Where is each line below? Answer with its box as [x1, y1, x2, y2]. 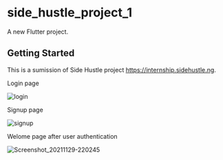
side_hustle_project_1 [7, 5, 133, 21]
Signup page [7, 105, 43, 114]
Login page [7, 79, 39, 87]
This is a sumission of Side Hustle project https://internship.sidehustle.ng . [7, 65, 217, 73]
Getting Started [7, 47, 75, 59]
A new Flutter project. [7, 27, 69, 36]
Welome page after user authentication [7, 132, 118, 140]
